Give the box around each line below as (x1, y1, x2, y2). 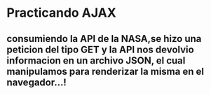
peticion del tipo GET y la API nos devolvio (6, 43, 194, 55)
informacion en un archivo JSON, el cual (6, 54, 186, 66)
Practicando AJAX (6, 5, 116, 21)
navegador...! (6, 76, 67, 88)
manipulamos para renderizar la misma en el (6, 65, 205, 78)
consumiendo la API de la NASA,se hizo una (6, 33, 202, 45)
